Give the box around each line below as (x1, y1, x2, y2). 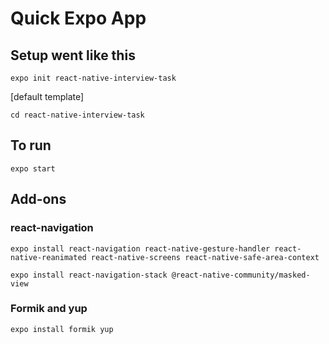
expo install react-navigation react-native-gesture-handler (10, 243, 271, 254)
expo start (10, 163, 56, 174)
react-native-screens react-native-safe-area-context (90, 252, 320, 262)
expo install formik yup (10, 324, 114, 334)
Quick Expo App (10, 7, 147, 30)
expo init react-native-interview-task (10, 73, 177, 83)
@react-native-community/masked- (171, 270, 311, 280)
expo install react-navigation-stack (10, 270, 168, 280)
